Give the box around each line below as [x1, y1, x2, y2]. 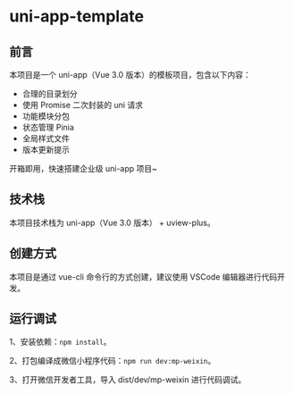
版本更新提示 [21, 145, 70, 155]
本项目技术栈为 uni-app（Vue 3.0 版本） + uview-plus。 [9, 217, 216, 228]
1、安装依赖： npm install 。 [9, 337, 112, 348]
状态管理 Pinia [21, 122, 74, 132]
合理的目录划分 [21, 88, 78, 99]
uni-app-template [9, 6, 145, 27]
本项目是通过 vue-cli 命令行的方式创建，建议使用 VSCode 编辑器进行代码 [9, 271, 278, 282]
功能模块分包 [21, 111, 70, 122]
